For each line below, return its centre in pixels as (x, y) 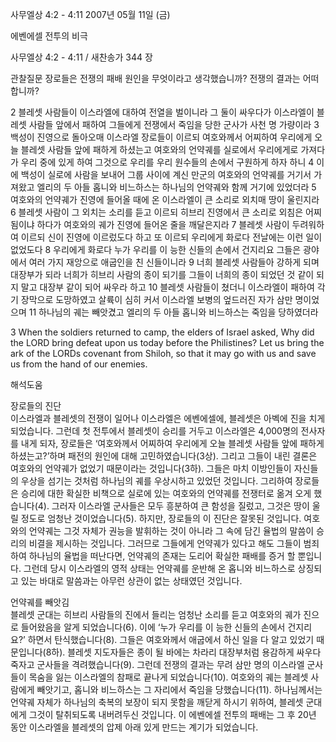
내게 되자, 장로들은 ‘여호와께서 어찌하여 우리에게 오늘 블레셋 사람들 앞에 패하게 (172, 443)
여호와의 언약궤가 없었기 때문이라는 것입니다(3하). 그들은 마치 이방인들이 (151, 468)
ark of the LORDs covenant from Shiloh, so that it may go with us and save (163, 353)
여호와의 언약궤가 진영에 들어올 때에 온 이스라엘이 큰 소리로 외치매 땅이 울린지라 (165, 199)
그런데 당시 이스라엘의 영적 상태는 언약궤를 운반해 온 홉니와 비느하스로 (159, 568)
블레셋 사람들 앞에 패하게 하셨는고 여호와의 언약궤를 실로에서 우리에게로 (159, 149)
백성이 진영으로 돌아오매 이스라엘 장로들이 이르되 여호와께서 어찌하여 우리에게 (161, 137)
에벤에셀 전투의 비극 (49, 36)
